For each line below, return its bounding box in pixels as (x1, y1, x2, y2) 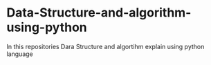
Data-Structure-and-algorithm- (6, 5, 192, 21)
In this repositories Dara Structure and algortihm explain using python (6, 42, 205, 50)
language (6, 50, 33, 58)
